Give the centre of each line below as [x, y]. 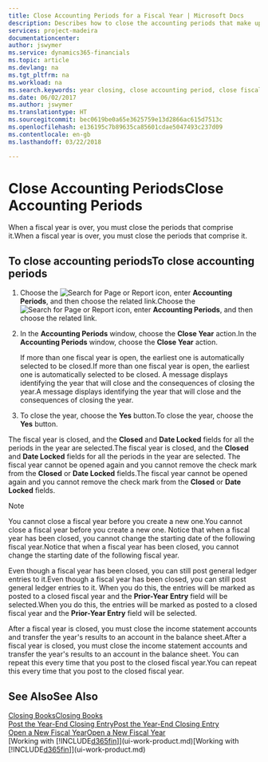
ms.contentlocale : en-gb [49, 134]
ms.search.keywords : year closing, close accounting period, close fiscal [135, 90]
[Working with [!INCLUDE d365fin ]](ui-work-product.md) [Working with [124, 741]
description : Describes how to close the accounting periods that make [130, 23]
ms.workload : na [35, 82]
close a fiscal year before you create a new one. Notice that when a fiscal [129, 530]
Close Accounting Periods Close [116, 188]
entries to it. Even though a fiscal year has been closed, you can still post [127, 579]
